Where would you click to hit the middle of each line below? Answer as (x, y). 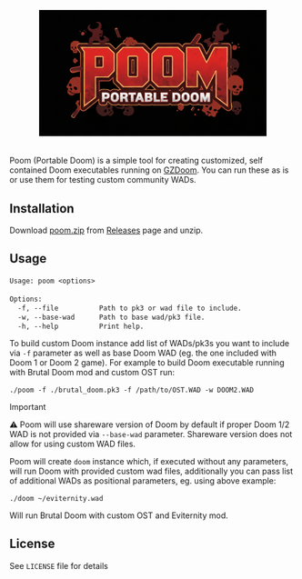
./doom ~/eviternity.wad (56, 498)
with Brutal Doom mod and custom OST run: (92, 372)
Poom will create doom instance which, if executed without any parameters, (149, 461)
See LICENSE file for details (59, 565)
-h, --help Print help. (81, 326)
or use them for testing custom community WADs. (103, 180)
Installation (42, 209)
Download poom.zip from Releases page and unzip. (106, 230)
